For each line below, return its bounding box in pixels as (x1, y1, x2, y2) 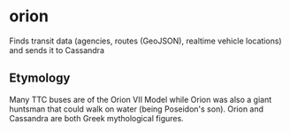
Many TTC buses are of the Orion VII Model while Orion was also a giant (9, 94, 272, 105)
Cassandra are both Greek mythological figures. (9, 113, 184, 123)
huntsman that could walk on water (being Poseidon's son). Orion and (9, 104, 263, 114)
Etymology (9, 71, 71, 86)
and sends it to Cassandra (9, 44, 104, 55)
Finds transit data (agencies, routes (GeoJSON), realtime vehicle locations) (9, 35, 282, 46)
